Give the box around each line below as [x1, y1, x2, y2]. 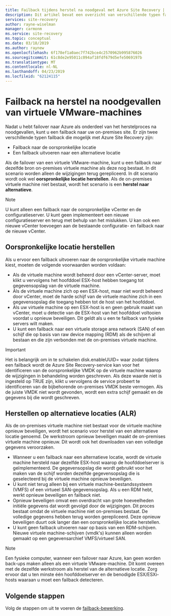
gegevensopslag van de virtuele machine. [12, 283, 101, 289]
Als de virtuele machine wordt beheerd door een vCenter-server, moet [12, 271, 161, 278]
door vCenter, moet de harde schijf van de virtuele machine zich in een [12, 293, 162, 299]
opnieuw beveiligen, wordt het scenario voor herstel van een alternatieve [5, 428, 158, 434]
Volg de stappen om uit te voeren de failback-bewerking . [5, 605, 125, 611]
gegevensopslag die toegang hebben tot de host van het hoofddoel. [12, 299, 156, 305]
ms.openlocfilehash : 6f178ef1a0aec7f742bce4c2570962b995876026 [5, 50, 142, 55]
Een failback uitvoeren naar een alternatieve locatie [12, 149, 121, 156]
